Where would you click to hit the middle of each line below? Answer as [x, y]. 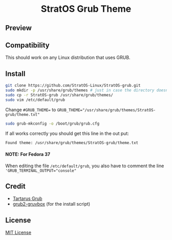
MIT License [18, 233]
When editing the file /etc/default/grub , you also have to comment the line [85, 166]
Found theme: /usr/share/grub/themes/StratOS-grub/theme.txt [72, 143]
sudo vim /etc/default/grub [35, 100]
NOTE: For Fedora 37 [28, 154]
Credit [15, 186]
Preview [19, 28]
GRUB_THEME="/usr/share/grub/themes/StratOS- [106, 110]
